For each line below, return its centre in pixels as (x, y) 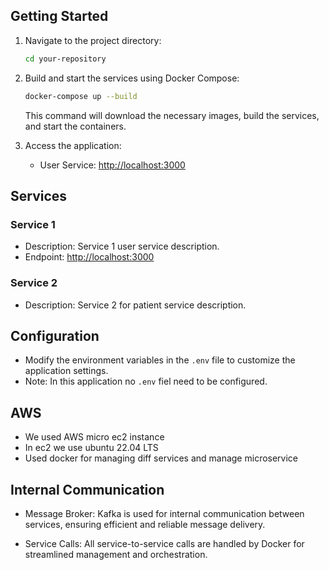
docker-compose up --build (81, 96)
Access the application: (73, 145)
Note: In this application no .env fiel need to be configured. (146, 381)
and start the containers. (75, 126)
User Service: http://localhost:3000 (112, 165)
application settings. (66, 371)
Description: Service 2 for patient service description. (135, 305)
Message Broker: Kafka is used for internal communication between (164, 513)
